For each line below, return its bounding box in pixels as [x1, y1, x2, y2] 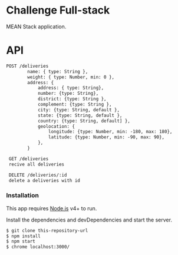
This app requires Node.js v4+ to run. [6, 204, 97, 212]
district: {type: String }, [37, 96, 107, 102]
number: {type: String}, [37, 91, 99, 97]
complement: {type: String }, [37, 101, 112, 107]
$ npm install [6, 233, 41, 239]
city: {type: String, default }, [37, 107, 120, 112]
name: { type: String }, [27, 68, 88, 74]
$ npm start [6, 239, 35, 244]
